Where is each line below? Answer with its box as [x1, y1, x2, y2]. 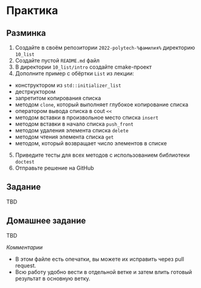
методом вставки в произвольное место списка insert [15, 114, 159, 121]
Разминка [6, 28, 47, 38]
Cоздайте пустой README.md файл [15, 57, 100, 64]
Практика [6, 4, 58, 18]
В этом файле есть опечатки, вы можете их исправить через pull [15, 255, 184, 262]
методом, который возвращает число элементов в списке [15, 140, 167, 146]
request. [15, 262, 36, 269]
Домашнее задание [6, 216, 86, 226]
